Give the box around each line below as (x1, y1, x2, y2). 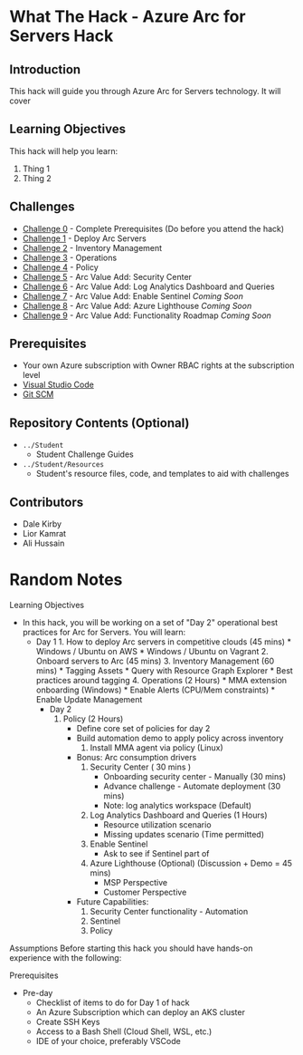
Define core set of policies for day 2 (76, 723, 211, 733)
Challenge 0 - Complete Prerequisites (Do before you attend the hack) (22, 223, 285, 234)
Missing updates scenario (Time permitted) (103, 829, 265, 839)
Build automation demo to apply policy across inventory (76, 732, 284, 743)
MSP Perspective (103, 877, 168, 887)
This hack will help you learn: (9, 145, 118, 156)
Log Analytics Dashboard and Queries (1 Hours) (90, 809, 269, 820)
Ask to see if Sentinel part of (103, 848, 210, 858)
